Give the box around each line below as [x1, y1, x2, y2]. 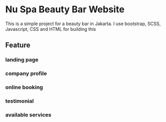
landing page [5, 56, 39, 64]
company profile [5, 70, 48, 77]
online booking [5, 84, 43, 91]
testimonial [5, 97, 34, 105]
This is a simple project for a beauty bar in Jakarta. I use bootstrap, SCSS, [5, 21, 161, 27]
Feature [5, 41, 31, 50]
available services [5, 111, 52, 118]
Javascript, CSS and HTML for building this [5, 26, 96, 32]
